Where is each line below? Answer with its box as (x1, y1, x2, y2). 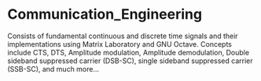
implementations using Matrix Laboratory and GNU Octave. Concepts (7, 39, 233, 48)
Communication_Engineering (7, 5, 202, 23)
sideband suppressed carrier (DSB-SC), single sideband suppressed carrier (7, 56, 253, 65)
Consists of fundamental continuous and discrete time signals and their (7, 31, 238, 40)
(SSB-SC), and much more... (7, 64, 100, 73)
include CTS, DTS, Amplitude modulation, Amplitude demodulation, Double (7, 48, 249, 57)
